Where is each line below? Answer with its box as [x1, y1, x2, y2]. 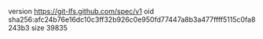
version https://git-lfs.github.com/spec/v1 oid [8, 7, 155, 16]
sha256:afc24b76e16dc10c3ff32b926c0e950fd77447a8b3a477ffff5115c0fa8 [8, 15, 256, 24]
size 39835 [31, 23, 68, 32]
